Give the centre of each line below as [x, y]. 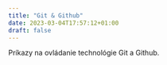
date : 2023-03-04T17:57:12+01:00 [64, 23]
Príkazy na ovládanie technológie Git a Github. [84, 53]
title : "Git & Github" [46, 15]
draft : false [30, 30]
